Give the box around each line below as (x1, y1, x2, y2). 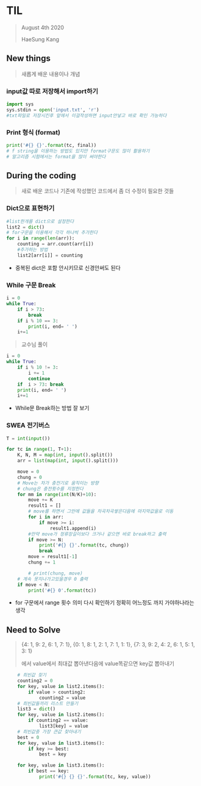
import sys (6, 101, 34, 107)
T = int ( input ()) (6, 435, 51, 442)
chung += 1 (28, 559, 56, 565)
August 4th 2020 (21, 24, 65, 31)
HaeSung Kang (21, 35, 60, 43)
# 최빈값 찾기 (17, 672, 47, 678)
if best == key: (28, 768, 69, 774)
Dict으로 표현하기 (6, 204, 55, 213)
